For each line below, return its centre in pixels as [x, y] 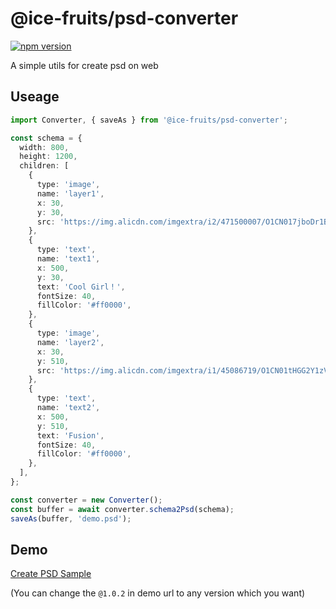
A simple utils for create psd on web [84, 65]
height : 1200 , [48, 157]
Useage [35, 97]
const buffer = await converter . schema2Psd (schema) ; [122, 509]
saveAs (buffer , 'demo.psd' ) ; [71, 518]
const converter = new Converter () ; [86, 500]
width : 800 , [44, 147]
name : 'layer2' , [70, 342]
